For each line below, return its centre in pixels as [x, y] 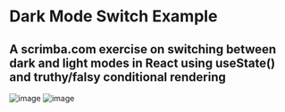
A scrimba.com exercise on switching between [143, 49]
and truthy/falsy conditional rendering [117, 77]
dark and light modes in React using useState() [142, 63]
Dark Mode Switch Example [113, 16]
